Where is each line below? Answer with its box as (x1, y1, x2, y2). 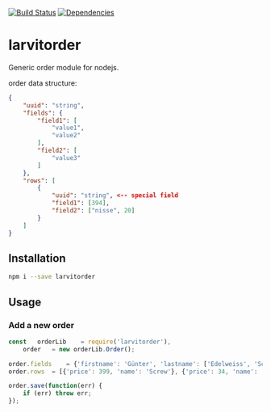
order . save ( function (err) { (8, 382, 103, 390)
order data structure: (8, 78, 77, 88)
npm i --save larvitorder (8, 273, 95, 281)
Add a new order (8, 319, 75, 330)
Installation (8, 251, 66, 265)
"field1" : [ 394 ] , (51, 199, 110, 208)
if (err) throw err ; (23, 389, 92, 397)
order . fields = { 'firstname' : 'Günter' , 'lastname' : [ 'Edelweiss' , (8, 359, 251, 368)
